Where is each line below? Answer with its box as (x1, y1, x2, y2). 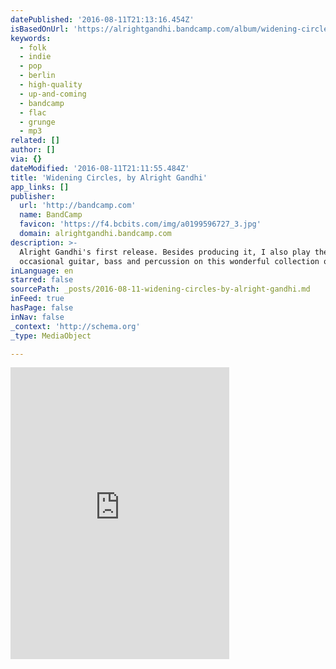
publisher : (10, 191, 56, 201)
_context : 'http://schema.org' (10, 321, 141, 331)
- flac (19, 107, 47, 118)
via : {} (10, 154, 43, 164)
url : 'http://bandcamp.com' (19, 201, 137, 211)
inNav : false (10, 312, 65, 322)
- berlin (19, 71, 56, 81)
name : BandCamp (19, 210, 83, 220)
